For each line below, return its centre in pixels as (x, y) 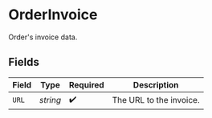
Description (156, 84)
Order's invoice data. (43, 37)
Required (86, 84)
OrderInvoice (53, 15)
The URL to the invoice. (156, 100)
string (50, 100)
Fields (24, 62)
